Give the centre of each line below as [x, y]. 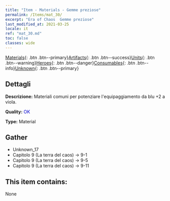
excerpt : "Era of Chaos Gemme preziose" [50, 19]
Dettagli [18, 84]
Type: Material [21, 121]
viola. [11, 102]
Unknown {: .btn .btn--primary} [47, 68]
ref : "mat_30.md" [24, 33]
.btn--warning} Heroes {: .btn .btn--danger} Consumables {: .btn [70, 63]
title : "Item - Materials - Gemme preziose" [53, 10]
